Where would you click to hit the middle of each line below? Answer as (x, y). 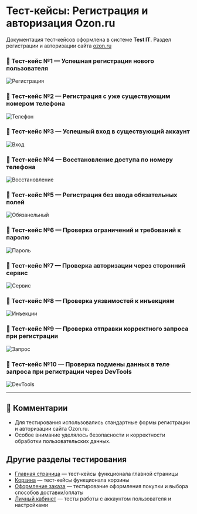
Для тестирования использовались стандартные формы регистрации (102, 422)
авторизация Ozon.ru (61, 23)
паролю (18, 238)
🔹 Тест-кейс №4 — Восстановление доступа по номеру (89, 160)
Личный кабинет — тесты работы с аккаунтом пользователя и (93, 498)
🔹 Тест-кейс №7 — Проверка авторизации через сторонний (96, 265)
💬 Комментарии (37, 408)
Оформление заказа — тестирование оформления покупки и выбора (101, 486)
